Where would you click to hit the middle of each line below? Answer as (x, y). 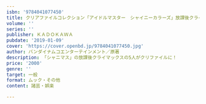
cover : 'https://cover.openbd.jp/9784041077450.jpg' (75, 46)
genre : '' (19, 69)
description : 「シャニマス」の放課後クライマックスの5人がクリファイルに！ (92, 58)
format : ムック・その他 (33, 80)
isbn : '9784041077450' (35, 12)
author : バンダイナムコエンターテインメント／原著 (63, 52)
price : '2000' (25, 63)
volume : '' (20, 23)
